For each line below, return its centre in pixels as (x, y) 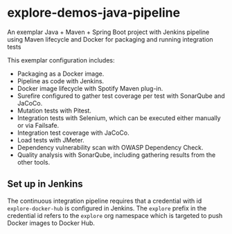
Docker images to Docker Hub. (51, 223)
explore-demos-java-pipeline (94, 13)
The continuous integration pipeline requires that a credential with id (105, 201)
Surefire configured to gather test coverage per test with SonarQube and (121, 96)
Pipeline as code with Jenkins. (61, 81)
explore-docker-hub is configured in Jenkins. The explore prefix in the (107, 208)
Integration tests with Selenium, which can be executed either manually (119, 118)
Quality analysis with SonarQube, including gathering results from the (116, 155)
